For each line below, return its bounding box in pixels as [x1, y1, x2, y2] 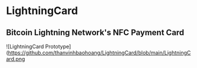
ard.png [6, 56, 25, 62]
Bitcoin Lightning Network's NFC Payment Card [6, 28, 185, 38]
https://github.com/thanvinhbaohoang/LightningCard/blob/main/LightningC [8, 49, 191, 56]
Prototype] [45, 43, 71, 50]
